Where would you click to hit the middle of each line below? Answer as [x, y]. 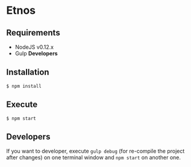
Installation [28, 72]
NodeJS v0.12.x [34, 47]
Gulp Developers [36, 53]
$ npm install [24, 86]
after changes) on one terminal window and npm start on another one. [94, 157]
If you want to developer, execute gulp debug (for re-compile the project [95, 151]
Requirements [33, 33]
